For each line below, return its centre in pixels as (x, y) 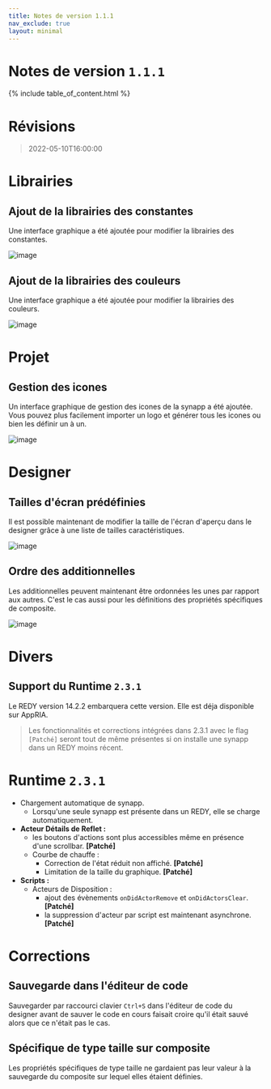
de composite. (32, 608)
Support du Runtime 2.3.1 (75, 686)
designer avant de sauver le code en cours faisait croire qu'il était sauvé (129, 1014)
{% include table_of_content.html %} (70, 93)
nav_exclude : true (39, 24)
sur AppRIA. (28, 714)
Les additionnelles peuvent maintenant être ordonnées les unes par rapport (134, 591)
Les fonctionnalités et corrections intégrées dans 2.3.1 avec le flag (138, 730)
